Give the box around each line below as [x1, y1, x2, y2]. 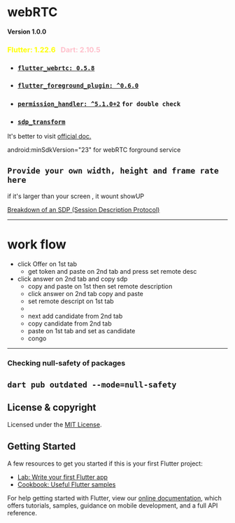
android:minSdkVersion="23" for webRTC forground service [7, 145, 181, 154]
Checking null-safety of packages [7, 358, 126, 368]
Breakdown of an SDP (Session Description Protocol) [7, 205, 160, 214]
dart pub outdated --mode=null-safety [7, 379, 177, 389]
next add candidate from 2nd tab [27, 312, 123, 320]
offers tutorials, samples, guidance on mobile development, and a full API [7, 501, 218, 510]
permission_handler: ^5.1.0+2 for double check [17, 99, 181, 108]
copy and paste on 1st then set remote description [27, 281, 173, 291]
